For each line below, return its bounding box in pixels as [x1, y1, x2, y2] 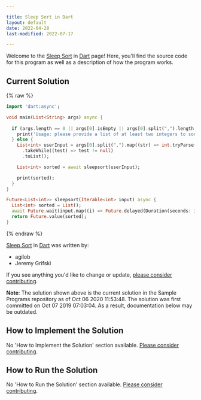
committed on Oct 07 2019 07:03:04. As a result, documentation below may [6, 302, 193, 309]
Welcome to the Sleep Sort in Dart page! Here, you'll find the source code [6, 52, 188, 60]
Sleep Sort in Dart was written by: [6, 241, 89, 249]
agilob [14, 253, 31, 260]
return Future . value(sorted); [11, 214, 87, 220]
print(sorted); [17, 175, 55, 181]
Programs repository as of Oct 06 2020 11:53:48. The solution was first [6, 295, 181, 302]
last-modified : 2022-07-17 [6, 31, 74, 37]
